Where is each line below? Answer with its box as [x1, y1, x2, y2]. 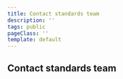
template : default [7, 36, 61, 43]
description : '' [7, 17, 55, 24]
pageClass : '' [7, 29, 49, 37]
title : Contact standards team [7, 10, 100, 17]
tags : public [7, 23, 46, 30]
